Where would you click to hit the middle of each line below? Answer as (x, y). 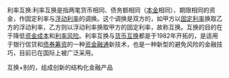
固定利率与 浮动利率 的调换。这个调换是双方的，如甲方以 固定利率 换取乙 (124, 18)
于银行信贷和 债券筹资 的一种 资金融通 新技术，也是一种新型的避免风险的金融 (112, 44)
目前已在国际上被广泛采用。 (58, 53)
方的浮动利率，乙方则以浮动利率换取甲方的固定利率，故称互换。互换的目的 (112, 27)
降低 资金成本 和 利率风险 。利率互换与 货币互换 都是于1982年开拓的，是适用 (116, 36)
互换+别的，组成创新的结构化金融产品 (60, 67)
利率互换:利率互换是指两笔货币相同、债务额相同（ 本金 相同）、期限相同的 (108, 10)
